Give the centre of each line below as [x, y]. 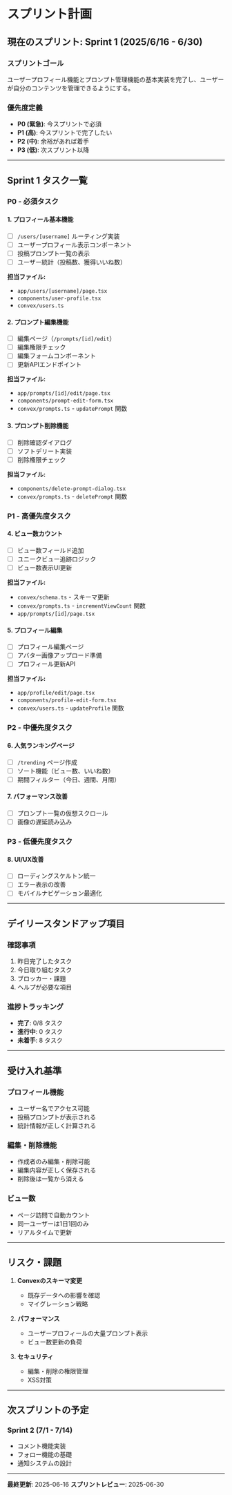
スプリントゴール [36, 63]
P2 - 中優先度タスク [40, 728]
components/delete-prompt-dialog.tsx [71, 489]
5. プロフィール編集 [35, 630]
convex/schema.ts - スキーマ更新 [63, 597]
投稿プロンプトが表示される [57, 1117]
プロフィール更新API [46, 664]
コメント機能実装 [41, 1446]
